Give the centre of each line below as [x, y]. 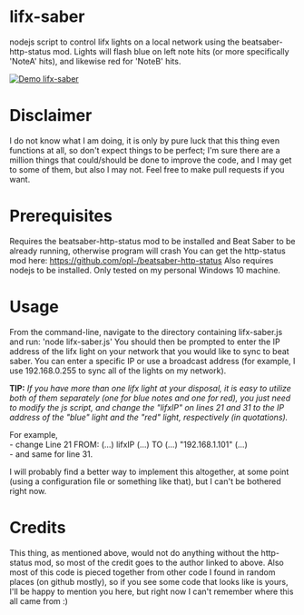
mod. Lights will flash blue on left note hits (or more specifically [171, 51]
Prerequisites [61, 216]
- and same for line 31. [51, 454]
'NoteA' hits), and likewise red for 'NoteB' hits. [95, 61]
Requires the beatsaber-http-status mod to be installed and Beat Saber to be [152, 241]
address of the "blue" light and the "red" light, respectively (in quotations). [149, 417]
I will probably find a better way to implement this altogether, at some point [149, 471]
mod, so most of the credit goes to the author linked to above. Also [159, 562]
